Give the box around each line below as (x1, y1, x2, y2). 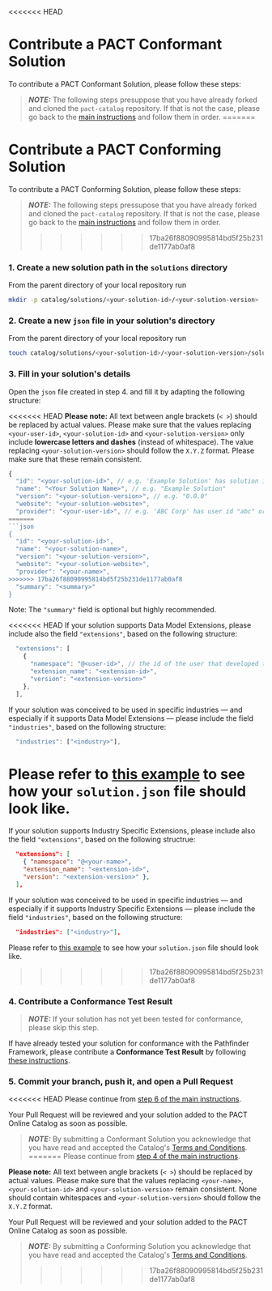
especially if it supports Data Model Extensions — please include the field (8, 713, 253, 723)
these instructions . (8, 1055, 70, 1065)
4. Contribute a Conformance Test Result (8, 995, 173, 1007)
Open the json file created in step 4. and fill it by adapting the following (8, 386, 245, 396)
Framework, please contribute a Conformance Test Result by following (8, 1046, 247, 1056)
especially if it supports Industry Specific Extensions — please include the (8, 903, 256, 914)
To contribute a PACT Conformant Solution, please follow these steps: (8, 79, 241, 88)
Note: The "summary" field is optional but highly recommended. (8, 605, 217, 615)
